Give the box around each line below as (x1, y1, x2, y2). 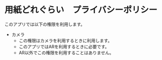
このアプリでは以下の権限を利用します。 (4, 21, 85, 27)
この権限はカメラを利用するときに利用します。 (18, 37, 113, 44)
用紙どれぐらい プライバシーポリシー (4, 4, 158, 15)
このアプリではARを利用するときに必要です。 (18, 44, 110, 49)
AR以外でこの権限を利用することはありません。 (18, 49, 114, 56)
